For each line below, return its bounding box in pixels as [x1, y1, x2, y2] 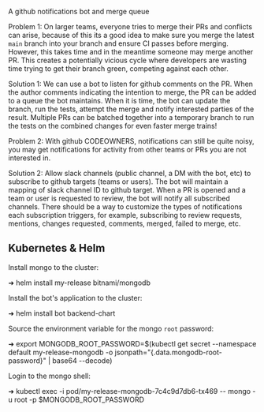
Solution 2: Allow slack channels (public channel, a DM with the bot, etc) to [8, 169, 251, 178]
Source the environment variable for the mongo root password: [8, 324, 214, 333]
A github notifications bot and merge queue [8, 7, 150, 16]
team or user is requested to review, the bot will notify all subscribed [8, 193, 231, 203]
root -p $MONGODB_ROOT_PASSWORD [14, 395, 144, 404]
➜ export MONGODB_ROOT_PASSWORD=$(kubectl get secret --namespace [8, 339, 257, 348]
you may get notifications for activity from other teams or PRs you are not [8, 145, 247, 154]
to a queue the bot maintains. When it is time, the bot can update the [8, 96, 231, 105]
